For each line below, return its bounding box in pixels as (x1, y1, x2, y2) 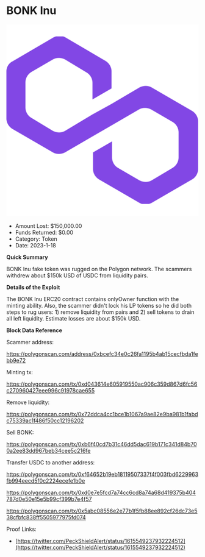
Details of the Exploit (6, 283, 60, 291)
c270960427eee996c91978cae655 (6, 386, 95, 394)
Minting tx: (6, 368, 34, 375)
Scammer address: (6, 338, 54, 346)
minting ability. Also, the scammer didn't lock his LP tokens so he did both (6, 302, 192, 309)
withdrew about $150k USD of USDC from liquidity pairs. (6, 272, 148, 279)
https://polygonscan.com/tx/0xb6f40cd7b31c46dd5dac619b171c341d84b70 (6, 440, 197, 448)
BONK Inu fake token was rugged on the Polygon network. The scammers (6, 265, 192, 272)
